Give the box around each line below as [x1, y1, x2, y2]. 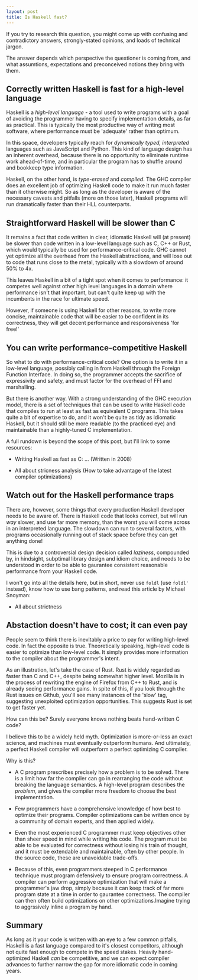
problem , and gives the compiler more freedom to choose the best [14, 787, 177, 795]
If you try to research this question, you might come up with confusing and [6, 30, 188, 37]
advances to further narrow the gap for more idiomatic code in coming [6, 961, 178, 968]
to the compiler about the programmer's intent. [6, 655, 121, 662]
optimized [6, 955, 31, 962]
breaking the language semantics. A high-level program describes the [14, 781, 185, 788]
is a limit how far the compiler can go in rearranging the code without [14, 774, 183, 782]
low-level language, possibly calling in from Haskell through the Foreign [6, 364, 180, 372]
